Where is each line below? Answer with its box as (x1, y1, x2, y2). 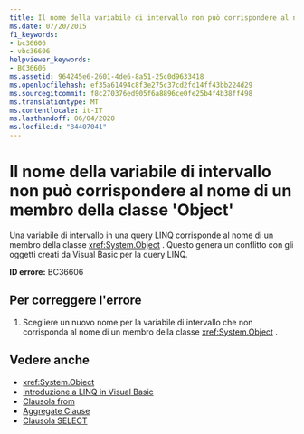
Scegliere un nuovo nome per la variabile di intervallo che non (22, 316, 253, 327)
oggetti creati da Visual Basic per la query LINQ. (9, 249, 188, 259)
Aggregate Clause (22, 405, 90, 416)
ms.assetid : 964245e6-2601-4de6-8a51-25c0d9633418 (9, 72, 204, 81)
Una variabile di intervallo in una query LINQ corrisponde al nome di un (9, 230, 274, 241)
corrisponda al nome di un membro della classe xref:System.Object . (22, 326, 279, 337)
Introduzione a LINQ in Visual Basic (22, 386, 154, 397)
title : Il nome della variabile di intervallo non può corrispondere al (9, 13, 290, 23)
